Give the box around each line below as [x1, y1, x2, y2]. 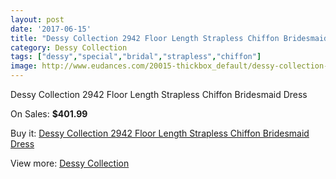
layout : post [10, 14, 65, 25]
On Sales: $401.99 [10, 108, 88, 120]
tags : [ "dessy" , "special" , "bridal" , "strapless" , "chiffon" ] [10, 52, 262, 62]
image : [10, 61, 38, 71]
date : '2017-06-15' [10, 24, 92, 34]
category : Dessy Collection [10, 42, 128, 53]
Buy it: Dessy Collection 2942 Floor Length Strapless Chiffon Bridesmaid [10, 127, 310, 139]
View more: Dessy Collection [10, 157, 130, 169]
